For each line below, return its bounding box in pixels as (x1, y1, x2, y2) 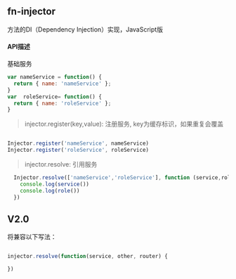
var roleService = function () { (7, 93, 102, 100)
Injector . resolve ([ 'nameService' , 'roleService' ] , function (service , (13, 174, 221, 181)
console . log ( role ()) (20, 187, 80, 194)
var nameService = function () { (7, 74, 102, 81)
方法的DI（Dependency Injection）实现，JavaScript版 (7, 25, 164, 34)
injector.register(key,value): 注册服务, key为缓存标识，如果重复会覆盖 (24, 119, 223, 129)
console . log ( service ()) (20, 181, 90, 188)
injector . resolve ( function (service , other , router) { (7, 253, 169, 260)
